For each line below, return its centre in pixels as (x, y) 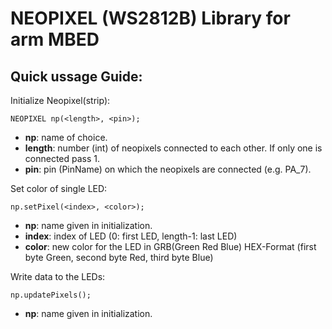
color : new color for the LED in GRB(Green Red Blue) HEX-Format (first (170, 246)
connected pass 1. (62, 158)
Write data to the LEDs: (58, 276)
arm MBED (55, 39)
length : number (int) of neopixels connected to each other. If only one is (173, 148)
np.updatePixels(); (51, 295)
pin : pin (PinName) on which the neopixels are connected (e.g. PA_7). (168, 169)
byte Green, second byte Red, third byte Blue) (119, 257)
